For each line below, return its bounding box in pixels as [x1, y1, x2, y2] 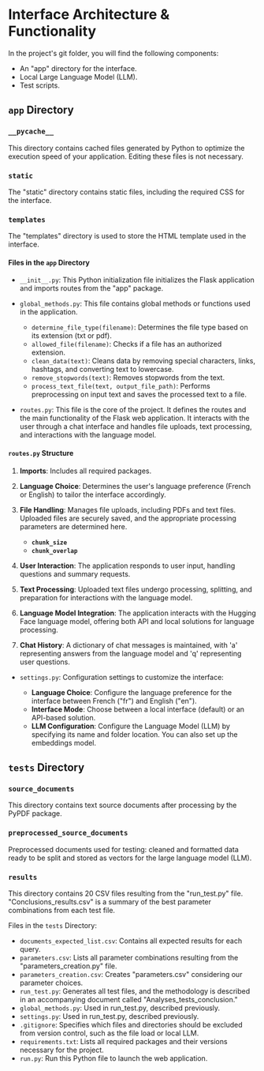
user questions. [19, 657, 71, 667]
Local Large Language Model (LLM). [19, 72, 138, 81]
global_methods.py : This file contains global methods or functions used [19, 299, 251, 309]
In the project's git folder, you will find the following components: [8, 48, 219, 58]
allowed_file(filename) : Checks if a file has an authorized [31, 340, 222, 349]
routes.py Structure [8, 449, 74, 458]
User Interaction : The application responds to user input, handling [19, 561, 236, 570]
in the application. [19, 307, 78, 317]
